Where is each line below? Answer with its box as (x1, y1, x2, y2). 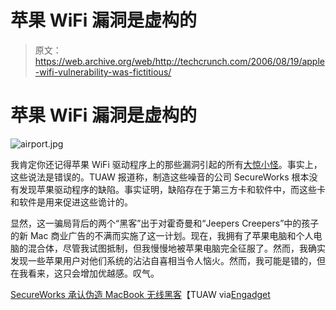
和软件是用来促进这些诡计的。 (10, 196, 133, 208)
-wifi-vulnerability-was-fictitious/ (34, 66, 172, 78)
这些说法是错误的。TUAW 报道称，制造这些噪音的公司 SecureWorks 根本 (10, 171, 310, 183)
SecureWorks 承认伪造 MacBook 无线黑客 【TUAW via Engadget (10, 288, 271, 300)
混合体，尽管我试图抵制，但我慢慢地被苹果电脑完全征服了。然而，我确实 (27, 242, 326, 254)
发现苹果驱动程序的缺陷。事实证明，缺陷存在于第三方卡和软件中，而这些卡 (18, 183, 326, 195)
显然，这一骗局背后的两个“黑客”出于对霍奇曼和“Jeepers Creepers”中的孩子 (10, 217, 320, 229)
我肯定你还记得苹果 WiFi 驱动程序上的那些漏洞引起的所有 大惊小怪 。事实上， (10, 158, 323, 170)
